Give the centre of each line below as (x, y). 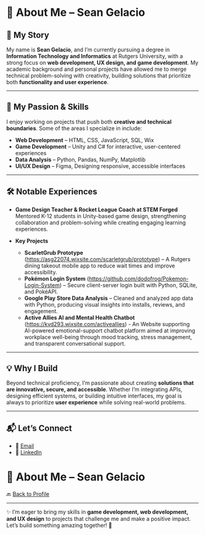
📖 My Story (28, 35)
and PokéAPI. (41, 291)
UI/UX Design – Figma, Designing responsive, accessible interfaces (100, 166)
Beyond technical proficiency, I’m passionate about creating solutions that (100, 383)
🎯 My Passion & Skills (48, 107)
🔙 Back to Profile (28, 494)
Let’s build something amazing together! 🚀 (59, 525)
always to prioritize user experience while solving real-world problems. (96, 402)
